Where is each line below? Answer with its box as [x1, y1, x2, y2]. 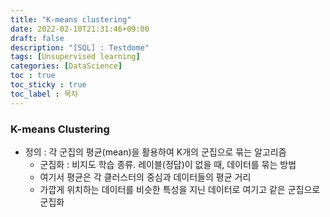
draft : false [10, 33, 65, 43]
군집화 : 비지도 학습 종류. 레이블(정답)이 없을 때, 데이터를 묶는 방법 [39, 158, 297, 170]
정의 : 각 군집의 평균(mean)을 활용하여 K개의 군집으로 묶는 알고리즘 [24, 146, 287, 158]
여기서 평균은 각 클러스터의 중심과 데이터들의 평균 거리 [39, 171, 252, 183]
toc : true [10, 71, 56, 81]
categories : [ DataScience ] [10, 61, 123, 71]
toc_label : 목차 [10, 89, 78, 99]
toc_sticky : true [10, 80, 87, 90]
